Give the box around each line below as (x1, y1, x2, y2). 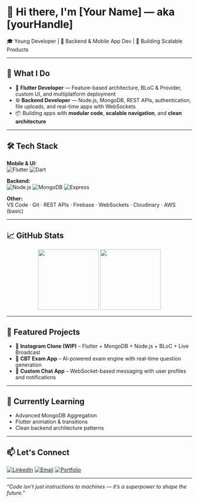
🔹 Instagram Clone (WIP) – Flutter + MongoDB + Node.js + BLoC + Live (15, 343, 189, 350)
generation (15, 361, 42, 369)
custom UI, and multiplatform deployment (15, 90, 116, 97)
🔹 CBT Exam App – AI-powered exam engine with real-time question (15, 355, 182, 362)
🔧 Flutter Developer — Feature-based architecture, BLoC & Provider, (15, 84, 182, 91)
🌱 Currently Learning (6, 396, 85, 406)
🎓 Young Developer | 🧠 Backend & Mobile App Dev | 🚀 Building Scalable (6, 38, 183, 45)
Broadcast (15, 349, 41, 356)
